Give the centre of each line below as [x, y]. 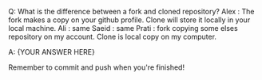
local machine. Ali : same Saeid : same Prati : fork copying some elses [123, 28]
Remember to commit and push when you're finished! [97, 67]
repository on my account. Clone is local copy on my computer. [113, 36]
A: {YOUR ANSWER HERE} [52, 52]
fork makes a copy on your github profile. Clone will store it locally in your [129, 20]
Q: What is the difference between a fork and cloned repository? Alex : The [131, 11]
